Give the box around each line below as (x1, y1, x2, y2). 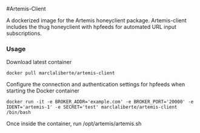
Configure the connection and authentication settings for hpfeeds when (6, 81, 185, 88)
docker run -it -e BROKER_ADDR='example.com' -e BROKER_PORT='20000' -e (6, 99, 194, 105)
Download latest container (6, 59, 72, 66)
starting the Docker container (6, 87, 80, 94)
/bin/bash (6, 109, 32, 115)
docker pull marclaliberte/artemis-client (6, 70, 115, 76)
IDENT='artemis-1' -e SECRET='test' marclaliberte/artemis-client (6, 104, 178, 111)
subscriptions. (6, 30, 42, 37)
